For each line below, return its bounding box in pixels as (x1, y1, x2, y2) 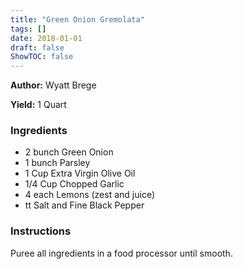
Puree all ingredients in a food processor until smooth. (10, 247, 233, 259)
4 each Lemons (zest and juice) (24, 189, 156, 201)
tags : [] (10, 24, 47, 34)
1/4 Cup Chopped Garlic (24, 178, 125, 190)
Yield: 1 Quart (10, 99, 67, 111)
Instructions (10, 224, 72, 238)
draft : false (10, 42, 65, 53)
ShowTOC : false (10, 52, 74, 62)
